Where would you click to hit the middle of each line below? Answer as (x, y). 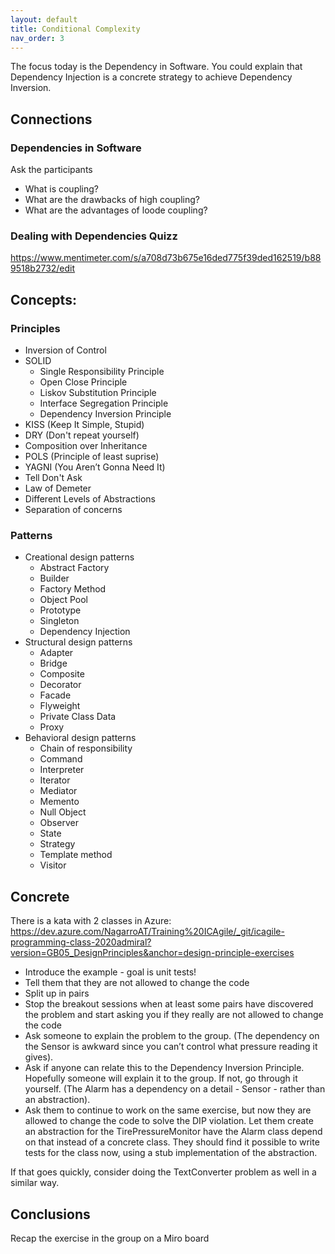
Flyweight (60, 706)
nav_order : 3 (37, 38)
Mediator (58, 791)
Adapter (56, 653)
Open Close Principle (83, 382)
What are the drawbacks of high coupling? (112, 200)
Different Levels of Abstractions (90, 499)
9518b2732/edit (43, 268)
